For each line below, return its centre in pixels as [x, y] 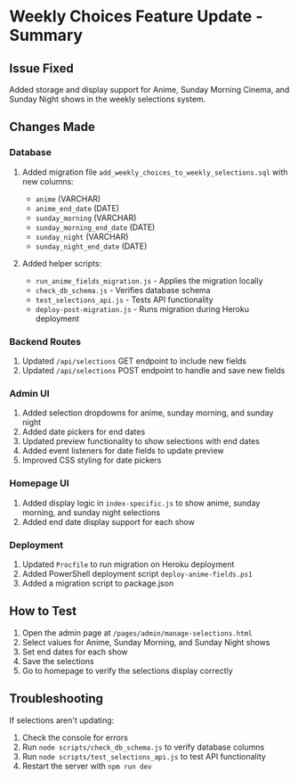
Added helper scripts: [62, 263]
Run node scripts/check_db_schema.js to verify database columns [143, 747]
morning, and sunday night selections [91, 512]
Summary [46, 35]
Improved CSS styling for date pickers [92, 460]
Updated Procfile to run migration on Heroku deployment [128, 564]
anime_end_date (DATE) [77, 208]
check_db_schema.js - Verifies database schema [123, 290]
